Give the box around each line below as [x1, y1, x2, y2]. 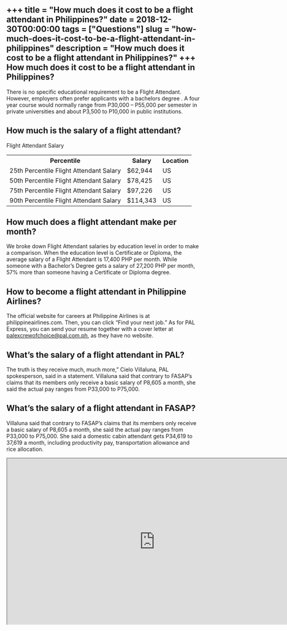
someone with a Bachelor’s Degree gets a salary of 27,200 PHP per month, [6, 262, 195, 270]
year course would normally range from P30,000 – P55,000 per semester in [6, 101, 197, 108]
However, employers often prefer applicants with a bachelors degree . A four [6, 94, 201, 102]
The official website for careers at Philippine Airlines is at [6, 312, 150, 320]
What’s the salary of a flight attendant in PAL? [6, 349, 185, 360]
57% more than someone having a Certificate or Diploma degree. [6, 269, 171, 276]
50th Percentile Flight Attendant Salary [9, 176, 121, 184]
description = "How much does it [56, 43, 185, 54]
